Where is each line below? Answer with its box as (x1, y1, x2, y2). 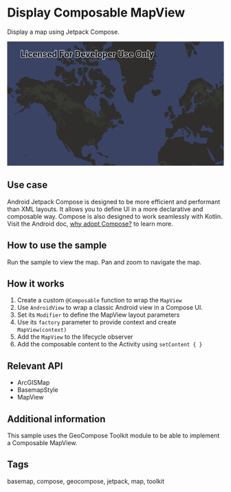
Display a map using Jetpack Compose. (7, 28, 120, 36)
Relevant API (7, 360, 63, 372)
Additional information (7, 413, 106, 425)
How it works (7, 277, 65, 289)
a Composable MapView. (7, 439, 78, 446)
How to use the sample (7, 239, 107, 251)
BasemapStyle (16, 386, 58, 394)
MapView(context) (16, 326, 67, 334)
